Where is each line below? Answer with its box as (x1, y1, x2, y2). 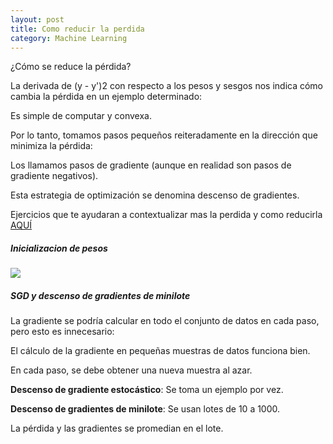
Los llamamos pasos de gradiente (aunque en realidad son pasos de (10, 159, 292, 171)
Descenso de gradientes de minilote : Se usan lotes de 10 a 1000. (10, 403, 281, 415)
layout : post (10, 14, 65, 25)
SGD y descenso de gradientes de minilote (10, 289, 191, 301)
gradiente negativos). (10, 170, 99, 182)
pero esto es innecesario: (10, 326, 115, 338)
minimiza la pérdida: (10, 140, 93, 152)
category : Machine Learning (10, 33, 128, 43)
